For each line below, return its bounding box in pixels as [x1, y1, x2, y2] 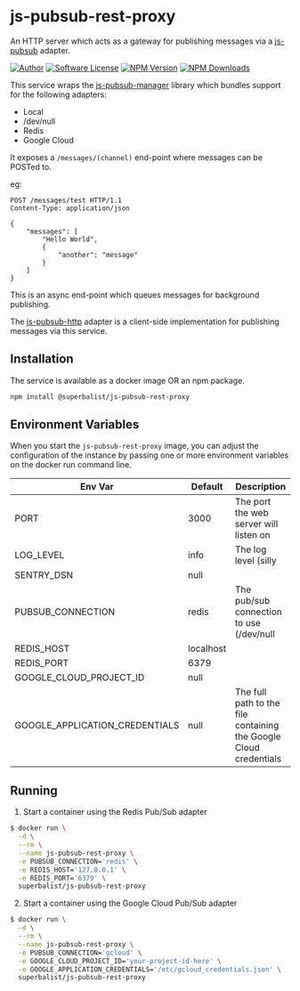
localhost [187, 643, 226, 655]
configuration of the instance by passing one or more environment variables [10, 450, 289, 460]
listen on [234, 529, 271, 541]
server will [234, 518, 279, 531]
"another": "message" [57, 250, 139, 259]
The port [234, 496, 272, 508]
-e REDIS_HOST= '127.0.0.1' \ [18, 865, 126, 874]
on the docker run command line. [10, 459, 132, 470]
